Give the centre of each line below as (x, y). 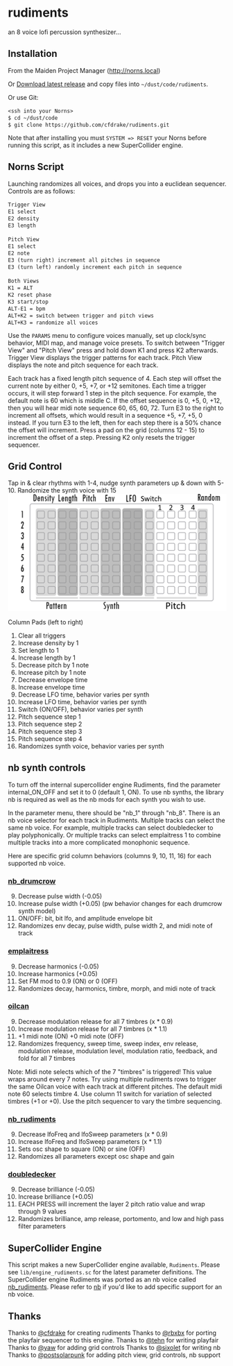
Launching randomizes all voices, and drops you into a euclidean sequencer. (117, 183)
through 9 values (42, 1211)
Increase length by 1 (46, 658)
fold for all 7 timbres (46, 1058)
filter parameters (42, 1227)
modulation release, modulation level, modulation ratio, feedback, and (118, 1051)
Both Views (24, 281)
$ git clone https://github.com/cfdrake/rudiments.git (89, 125)
